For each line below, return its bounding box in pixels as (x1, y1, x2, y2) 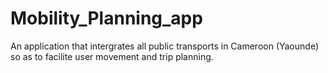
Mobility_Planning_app (10, 7, 203, 30)
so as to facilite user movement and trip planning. (10, 50, 214, 62)
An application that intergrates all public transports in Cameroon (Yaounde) (10, 40, 319, 52)
